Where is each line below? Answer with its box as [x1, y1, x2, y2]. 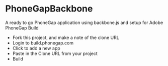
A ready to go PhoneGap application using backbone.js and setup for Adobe [5, 19, 163, 25]
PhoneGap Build [5, 24, 39, 30]
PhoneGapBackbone [5, 3, 93, 14]
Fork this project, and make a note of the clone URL [12, 34, 119, 40]
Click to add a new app [12, 45, 60, 51]
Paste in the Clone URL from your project [12, 50, 98, 56]
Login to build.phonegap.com [12, 39, 74, 45]
